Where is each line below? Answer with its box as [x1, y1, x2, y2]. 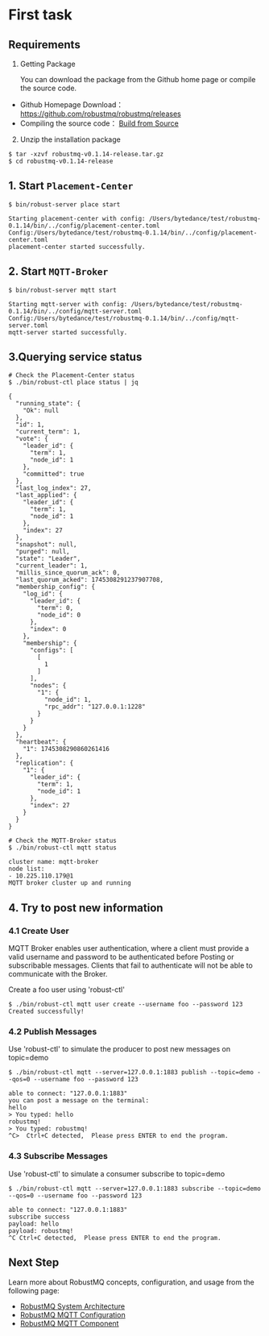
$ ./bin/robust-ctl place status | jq [8, 379, 139, 387]
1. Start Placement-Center [8, 179, 134, 193]
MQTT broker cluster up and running [8, 879, 131, 887]
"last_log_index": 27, [15, 484, 92, 492]
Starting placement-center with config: [8, 214, 147, 222]
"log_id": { [23, 590, 63, 598]
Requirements [8, 38, 81, 52]
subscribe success [8, 1213, 70, 1221]
